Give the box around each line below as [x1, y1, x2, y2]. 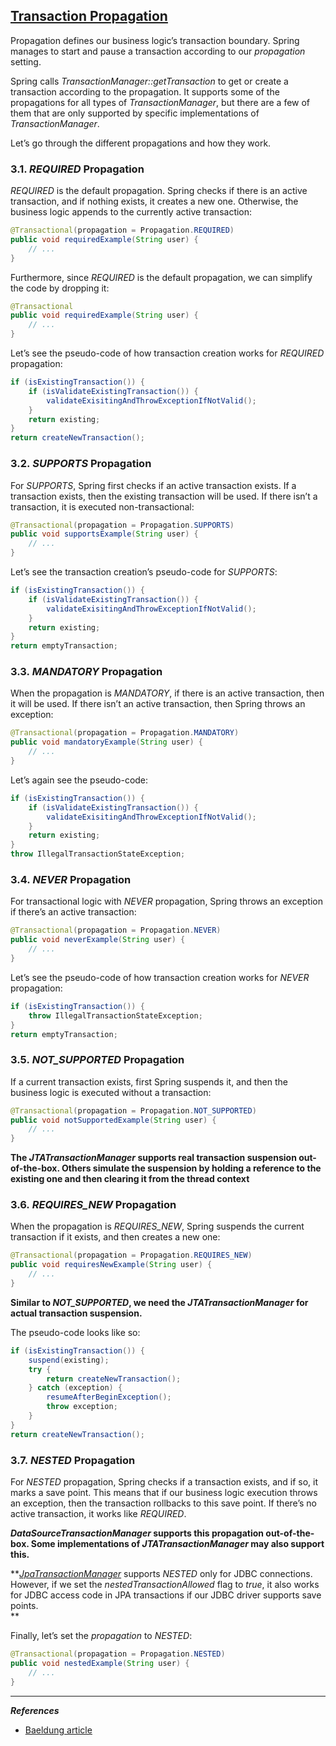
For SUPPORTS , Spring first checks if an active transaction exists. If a [10, 479, 297, 491]
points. [10, 1600, 39, 1612]
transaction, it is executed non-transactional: [10, 500, 195, 513]
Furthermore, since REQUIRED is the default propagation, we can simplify [10, 271, 313, 283]
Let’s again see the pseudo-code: [10, 774, 149, 786]
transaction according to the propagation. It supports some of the [10, 85, 280, 98]
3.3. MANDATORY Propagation [10, 665, 163, 679]
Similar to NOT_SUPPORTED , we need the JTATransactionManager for [10, 1296, 309, 1308]
